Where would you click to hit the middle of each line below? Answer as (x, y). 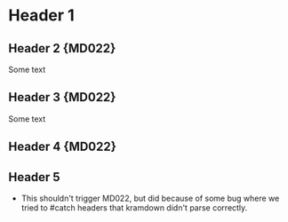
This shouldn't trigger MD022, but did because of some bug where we (150, 198)
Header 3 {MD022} (62, 97)
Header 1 (41, 16)
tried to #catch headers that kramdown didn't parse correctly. (134, 208)
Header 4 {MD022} (63, 147)
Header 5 (34, 177)
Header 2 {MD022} (62, 48)
